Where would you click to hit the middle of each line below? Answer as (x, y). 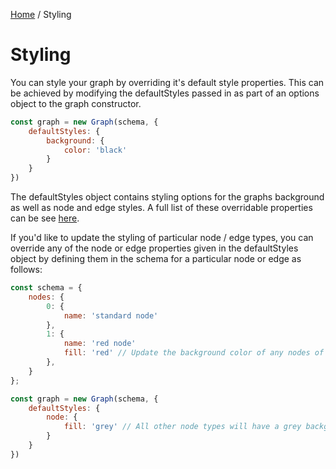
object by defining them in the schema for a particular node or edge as (156, 259)
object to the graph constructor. (76, 103)
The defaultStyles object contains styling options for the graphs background (167, 197)
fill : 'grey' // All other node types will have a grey (182, 427)
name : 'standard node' (111, 315)
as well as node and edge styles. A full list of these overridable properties (161, 208)
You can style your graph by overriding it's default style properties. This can (167, 82)
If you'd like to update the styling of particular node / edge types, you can (162, 238)
